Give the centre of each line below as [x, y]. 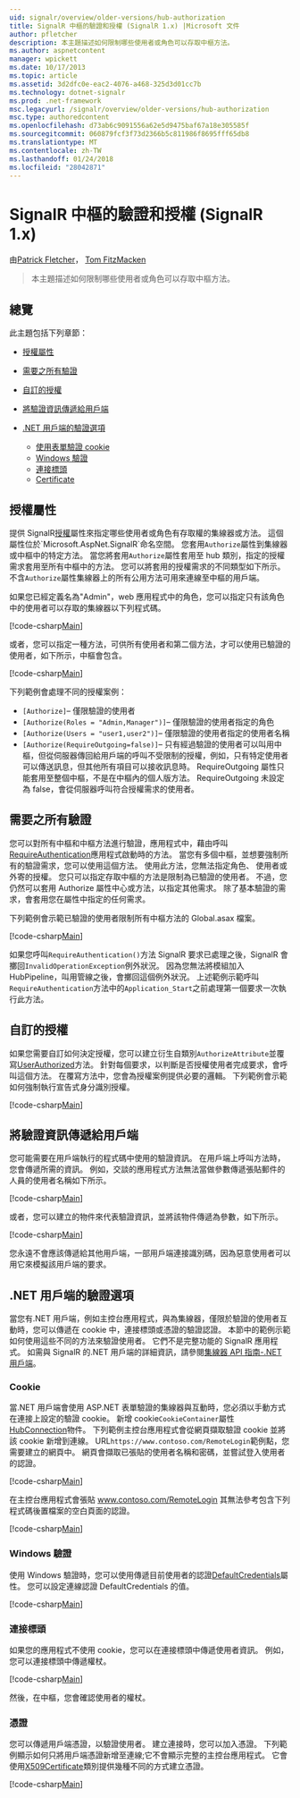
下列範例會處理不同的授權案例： [68, 691]
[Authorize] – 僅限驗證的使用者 [79, 710]
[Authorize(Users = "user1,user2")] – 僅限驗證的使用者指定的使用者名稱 [156, 733]
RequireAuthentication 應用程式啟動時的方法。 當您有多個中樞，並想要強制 [145, 854]
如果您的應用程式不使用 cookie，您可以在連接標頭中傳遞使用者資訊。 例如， [149, 1650]
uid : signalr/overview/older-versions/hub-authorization [117, 17]
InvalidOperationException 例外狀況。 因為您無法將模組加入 [135, 965]
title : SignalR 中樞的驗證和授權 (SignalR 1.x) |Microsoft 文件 [125, 26]
